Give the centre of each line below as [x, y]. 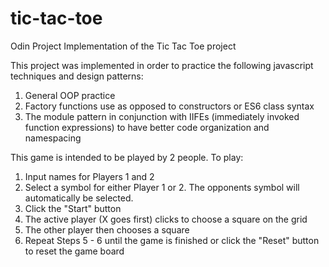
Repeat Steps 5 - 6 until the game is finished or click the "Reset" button [172, 240]
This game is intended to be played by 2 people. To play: [127, 157]
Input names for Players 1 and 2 [89, 176]
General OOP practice [70, 95]
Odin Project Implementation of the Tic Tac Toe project [123, 46]
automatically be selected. [79, 198]
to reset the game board [74, 251]
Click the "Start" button [73, 208]
